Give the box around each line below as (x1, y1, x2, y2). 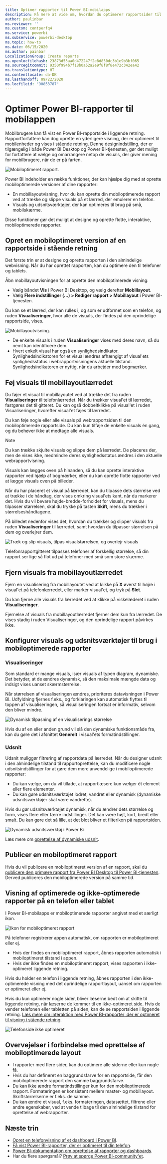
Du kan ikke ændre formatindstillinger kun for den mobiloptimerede (12, 1083, 151, 1089)
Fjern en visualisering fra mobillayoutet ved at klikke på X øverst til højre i (5, 582, 156, 587)
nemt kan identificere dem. (12, 343, 68, 349)
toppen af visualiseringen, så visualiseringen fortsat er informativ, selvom (5, 701, 156, 707)
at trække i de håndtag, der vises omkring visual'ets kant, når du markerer (5, 493, 157, 499)
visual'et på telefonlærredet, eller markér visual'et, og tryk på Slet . (5, 587, 142, 593)
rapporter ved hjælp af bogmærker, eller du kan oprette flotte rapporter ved (5, 472, 161, 479)
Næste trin (5, 1124, 39, 1133)
